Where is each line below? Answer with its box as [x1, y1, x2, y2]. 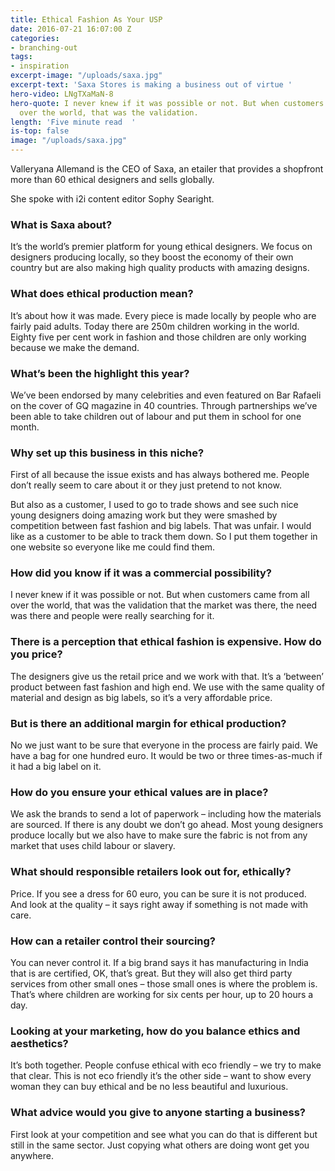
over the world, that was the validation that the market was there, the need [10, 599, 318, 611]
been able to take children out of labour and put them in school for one [10, 410, 302, 422]
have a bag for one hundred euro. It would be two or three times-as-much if [10, 750, 323, 762]
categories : [10, 33, 60, 43]
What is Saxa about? [10, 217, 113, 231]
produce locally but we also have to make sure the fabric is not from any [10, 829, 308, 841]
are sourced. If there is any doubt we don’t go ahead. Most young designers [10, 819, 324, 831]
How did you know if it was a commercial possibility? [10, 566, 273, 580]
